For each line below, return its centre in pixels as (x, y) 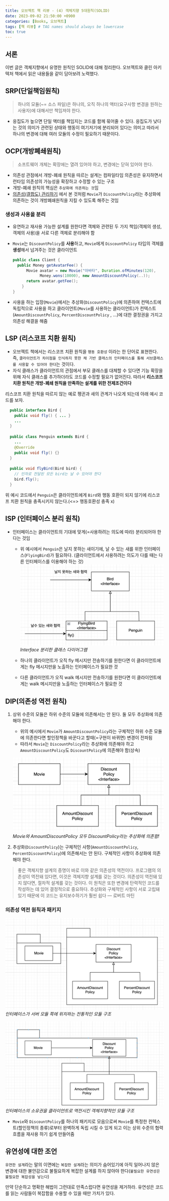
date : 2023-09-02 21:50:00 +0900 (40, 16)
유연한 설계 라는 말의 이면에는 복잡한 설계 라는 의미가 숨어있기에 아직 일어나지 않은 (82, 1164)
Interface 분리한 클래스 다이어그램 (54, 650)
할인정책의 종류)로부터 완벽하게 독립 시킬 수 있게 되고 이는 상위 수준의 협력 (91, 1127)
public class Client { (36, 260)
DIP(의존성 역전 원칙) (36, 701)
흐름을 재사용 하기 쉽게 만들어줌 (43, 1134)
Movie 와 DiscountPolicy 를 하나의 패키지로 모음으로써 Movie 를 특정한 (80, 1121)
